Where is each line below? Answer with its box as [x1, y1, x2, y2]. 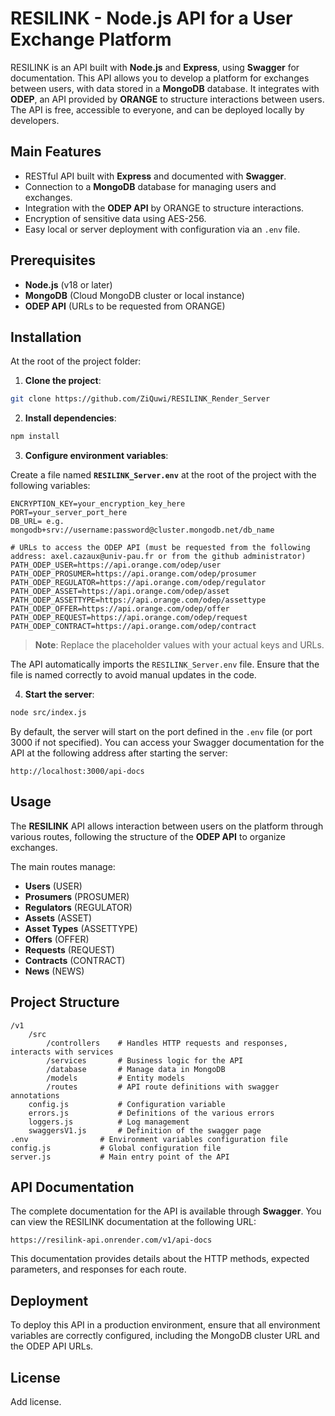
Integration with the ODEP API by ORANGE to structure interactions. [24, 202, 305, 214]
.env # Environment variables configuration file [10, 1134, 288, 1144]
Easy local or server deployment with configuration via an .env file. [24, 223, 301, 235]
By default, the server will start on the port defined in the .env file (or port [10, 726, 313, 737]
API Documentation [10, 1179, 135, 1196]
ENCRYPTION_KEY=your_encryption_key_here [10, 499, 186, 509]
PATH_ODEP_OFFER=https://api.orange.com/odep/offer [10, 604, 230, 614]
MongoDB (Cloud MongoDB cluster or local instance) [24, 289, 245, 301]
